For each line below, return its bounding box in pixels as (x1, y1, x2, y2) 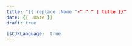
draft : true (6, 20, 36, 26)
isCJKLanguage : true (6, 30, 61, 36)
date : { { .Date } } (6, 14, 53, 20)
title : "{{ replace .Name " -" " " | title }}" (6, 8, 127, 15)
